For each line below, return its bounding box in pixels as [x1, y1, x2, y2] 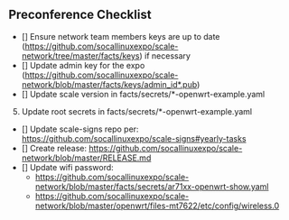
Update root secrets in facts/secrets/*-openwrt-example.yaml [21, 105, 253, 116]
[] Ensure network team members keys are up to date [21, 31, 220, 41]
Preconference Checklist [8, 7, 152, 23]
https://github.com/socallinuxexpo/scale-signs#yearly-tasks [21, 133, 247, 143]
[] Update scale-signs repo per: [21, 124, 139, 134]
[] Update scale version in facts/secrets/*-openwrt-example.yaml [21, 88, 266, 99]
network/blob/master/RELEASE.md [21, 152, 152, 163]
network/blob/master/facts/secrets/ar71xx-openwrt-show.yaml [34, 180, 269, 192]
